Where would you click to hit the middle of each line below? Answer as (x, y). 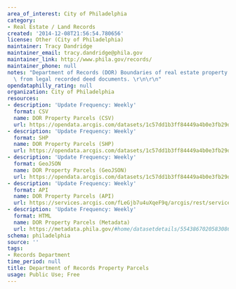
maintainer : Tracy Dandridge (50, 46)
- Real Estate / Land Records (52, 27)
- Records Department (39, 255)
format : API (31, 190)
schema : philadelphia (39, 236)
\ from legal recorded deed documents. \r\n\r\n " (87, 79)
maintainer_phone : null (42, 66)
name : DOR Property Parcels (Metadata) (72, 222)
